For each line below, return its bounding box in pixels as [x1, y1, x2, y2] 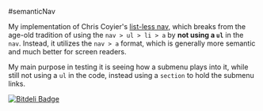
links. [8, 79, 26, 88]
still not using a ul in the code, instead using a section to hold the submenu [8, 71, 255, 80]
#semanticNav [8, 7, 55, 16]
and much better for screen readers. [8, 47, 127, 56]
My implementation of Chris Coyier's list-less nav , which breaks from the [8, 22, 246, 31]
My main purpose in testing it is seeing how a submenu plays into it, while [8, 62, 249, 72]
